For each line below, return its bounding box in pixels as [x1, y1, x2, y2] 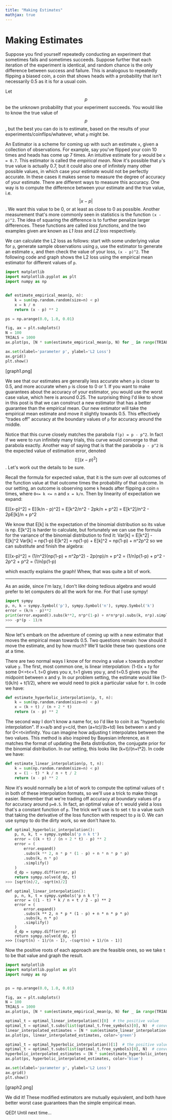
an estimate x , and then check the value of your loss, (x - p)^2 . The [5, 249, 149, 255]
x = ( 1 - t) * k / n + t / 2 [14, 770, 77, 776]
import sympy [5, 599, 33, 604]
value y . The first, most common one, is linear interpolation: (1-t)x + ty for [5, 663, 160, 669]
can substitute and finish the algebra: [5, 543, 84, 550]
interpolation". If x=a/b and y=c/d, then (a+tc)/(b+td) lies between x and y [5, 724, 161, 730]
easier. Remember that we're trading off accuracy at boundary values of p [5, 795, 161, 801]
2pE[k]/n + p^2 [5, 512, 37, 518]
